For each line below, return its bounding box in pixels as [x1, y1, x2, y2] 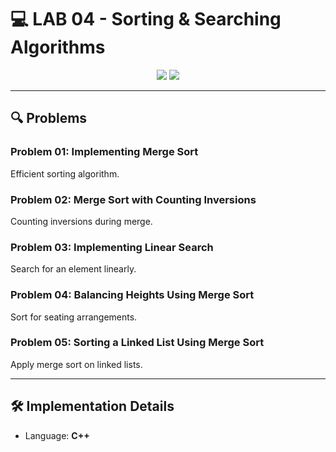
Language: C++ [24, 429, 90, 441]
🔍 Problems [10, 110, 88, 127]
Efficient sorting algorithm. [10, 167, 120, 180]
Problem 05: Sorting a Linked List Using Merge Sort [10, 336, 265, 350]
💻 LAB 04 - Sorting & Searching [10, 8, 282, 31]
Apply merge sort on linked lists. [10, 358, 143, 370]
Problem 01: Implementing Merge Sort [10, 145, 199, 159]
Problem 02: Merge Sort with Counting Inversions [10, 192, 257, 206]
